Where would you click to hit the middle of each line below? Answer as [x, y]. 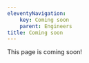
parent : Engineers [46, 26]
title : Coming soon [35, 33]
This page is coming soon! [45, 52]
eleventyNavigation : [37, 13]
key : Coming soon [44, 20]
